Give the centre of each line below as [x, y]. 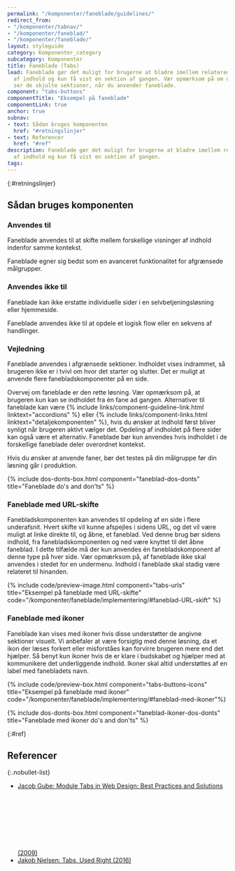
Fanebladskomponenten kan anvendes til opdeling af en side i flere [104, 520]
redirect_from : [29, 20]
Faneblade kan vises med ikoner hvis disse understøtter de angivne [105, 633]
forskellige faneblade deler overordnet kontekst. [76, 444]
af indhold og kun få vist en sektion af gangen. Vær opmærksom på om [119, 79]
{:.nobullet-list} [29, 772]
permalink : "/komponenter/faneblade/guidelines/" [81, 14]
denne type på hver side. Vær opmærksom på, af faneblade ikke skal [107, 557]
